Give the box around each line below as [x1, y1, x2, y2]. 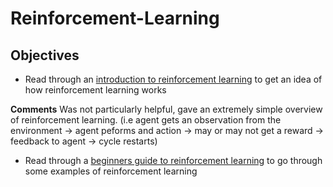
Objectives [10, 47, 80, 64]
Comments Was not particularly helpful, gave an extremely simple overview [10, 103, 323, 115]
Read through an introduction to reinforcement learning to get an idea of [24, 73, 323, 85]
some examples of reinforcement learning [24, 165, 198, 177]
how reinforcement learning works [24, 84, 167, 96]
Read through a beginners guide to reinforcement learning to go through [24, 155, 323, 166]
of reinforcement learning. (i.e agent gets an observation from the [10, 114, 282, 126]
